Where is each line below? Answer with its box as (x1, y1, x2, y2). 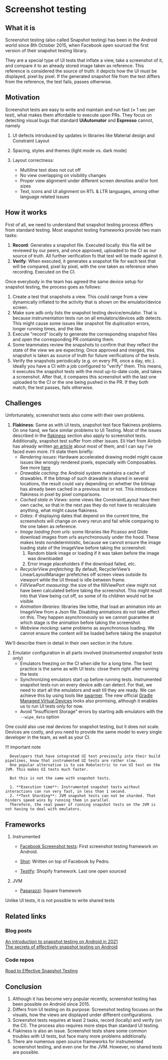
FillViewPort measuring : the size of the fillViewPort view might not (20, 582, 156, 588)
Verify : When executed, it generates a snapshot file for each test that (12, 258, 156, 264)
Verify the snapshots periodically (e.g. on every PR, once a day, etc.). (12, 358, 156, 364)
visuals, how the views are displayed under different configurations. (12, 1012, 153, 1018)
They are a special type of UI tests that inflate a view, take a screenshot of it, (5, 57, 163, 63)
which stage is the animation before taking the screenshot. (20, 620, 141, 626)
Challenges (5, 399, 42, 408)
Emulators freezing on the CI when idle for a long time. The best (20, 660, 152, 667)
